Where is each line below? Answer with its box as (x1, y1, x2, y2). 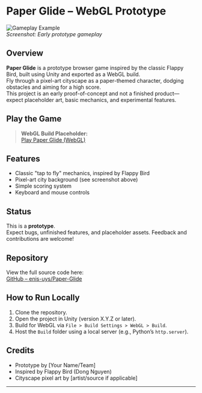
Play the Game (6, 113, 62, 124)
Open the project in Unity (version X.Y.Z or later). (14, 315, 136, 322)
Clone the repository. (14, 308, 67, 316)
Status (6, 206, 32, 217)
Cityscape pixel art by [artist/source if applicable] (14, 374, 138, 382)
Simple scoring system (14, 182, 72, 190)
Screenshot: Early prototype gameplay (6, 30, 102, 37)
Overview (6, 48, 44, 59)
